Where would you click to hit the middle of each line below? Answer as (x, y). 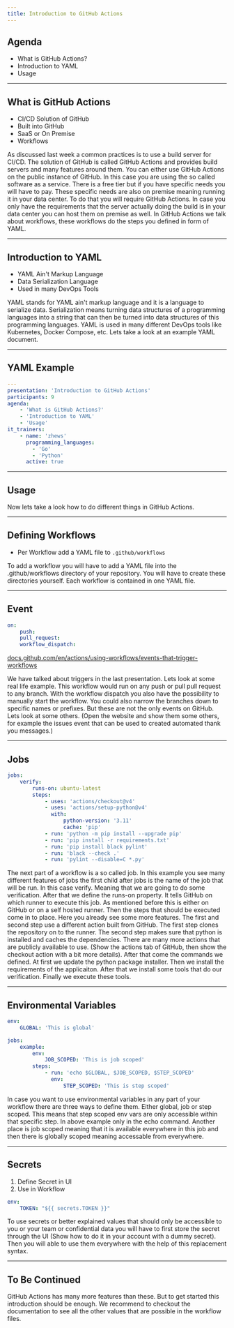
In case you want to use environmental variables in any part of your (104, 1099)
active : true (45, 462)
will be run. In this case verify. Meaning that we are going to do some (106, 888)
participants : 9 (31, 397)
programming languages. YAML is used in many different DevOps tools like (115, 324)
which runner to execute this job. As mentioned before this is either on (108, 903)
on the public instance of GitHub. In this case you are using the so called (111, 177)
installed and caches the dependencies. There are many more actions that (114, 940)
